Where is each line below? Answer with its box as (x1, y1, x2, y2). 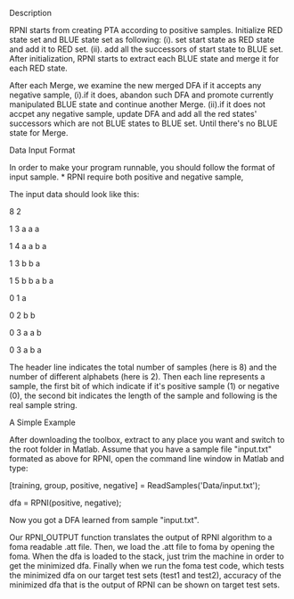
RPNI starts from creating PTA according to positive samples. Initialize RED (9, 25, 283, 35)
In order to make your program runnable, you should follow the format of (9, 162, 275, 172)
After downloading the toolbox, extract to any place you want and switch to (9, 435, 285, 445)
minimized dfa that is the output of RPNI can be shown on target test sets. (9, 579, 281, 590)
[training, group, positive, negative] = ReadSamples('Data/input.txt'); (9, 480, 261, 490)
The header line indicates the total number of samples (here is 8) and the (9, 362, 278, 372)
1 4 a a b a (9, 241, 47, 251)
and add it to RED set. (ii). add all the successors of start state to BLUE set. (9, 44, 283, 54)
